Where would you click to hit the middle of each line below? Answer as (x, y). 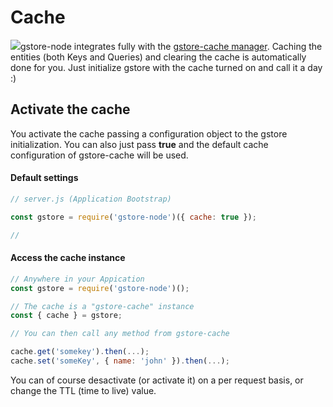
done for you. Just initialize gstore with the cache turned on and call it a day (166, 67)
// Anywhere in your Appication (77, 279)
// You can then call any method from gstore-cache (120, 334)
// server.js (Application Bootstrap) (91, 199)
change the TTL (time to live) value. (83, 390)
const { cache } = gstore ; (66, 316)
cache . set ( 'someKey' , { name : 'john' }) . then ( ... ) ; (120, 361)
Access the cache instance (68, 258)
